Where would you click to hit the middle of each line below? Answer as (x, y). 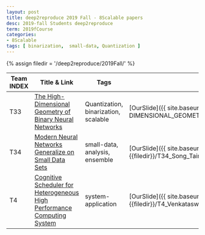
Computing (50, 215)
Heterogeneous (57, 192)
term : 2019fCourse (30, 29)
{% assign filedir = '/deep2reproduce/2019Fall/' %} (71, 63)
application (101, 204)
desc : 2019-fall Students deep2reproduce (60, 23)
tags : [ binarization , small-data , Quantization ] (73, 46)
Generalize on (54, 152)
